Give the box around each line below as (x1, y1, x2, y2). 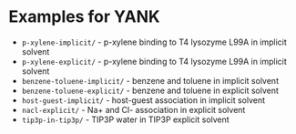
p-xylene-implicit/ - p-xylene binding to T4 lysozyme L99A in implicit (21, 36, 288, 47)
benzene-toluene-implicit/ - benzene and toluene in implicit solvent (21, 75, 280, 86)
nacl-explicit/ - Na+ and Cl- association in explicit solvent (21, 104, 246, 115)
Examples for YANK (8, 6, 160, 27)
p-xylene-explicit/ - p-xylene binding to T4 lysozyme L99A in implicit (21, 56, 288, 67)
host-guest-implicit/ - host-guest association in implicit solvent (21, 94, 266, 106)
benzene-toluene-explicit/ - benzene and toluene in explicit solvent (21, 85, 280, 96)
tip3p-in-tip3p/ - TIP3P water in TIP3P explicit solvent (21, 114, 230, 125)
